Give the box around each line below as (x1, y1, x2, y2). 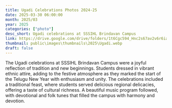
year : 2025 (5, 21, 29, 27)
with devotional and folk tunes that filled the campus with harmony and (5, 92, 155, 98)
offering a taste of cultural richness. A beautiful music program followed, (5, 87, 159, 93)
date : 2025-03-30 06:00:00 (5, 12, 63, 17)
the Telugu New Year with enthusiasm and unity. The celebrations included (5, 76, 163, 82)
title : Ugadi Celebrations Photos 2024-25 (5, 7, 97, 13)
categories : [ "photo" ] (5, 27, 54, 32)
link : (5, 36, 17, 41)
